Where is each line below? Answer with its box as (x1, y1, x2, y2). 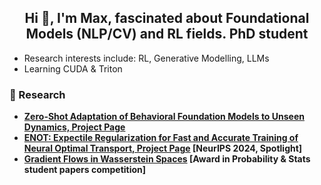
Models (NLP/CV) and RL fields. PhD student (25, 26, 309, 43)
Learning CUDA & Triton (23, 62, 123, 75)
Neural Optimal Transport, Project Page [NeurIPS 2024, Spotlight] (23, 142, 303, 155)
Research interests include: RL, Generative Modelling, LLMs (23, 52, 270, 64)
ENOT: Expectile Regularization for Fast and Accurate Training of (23, 132, 299, 144)
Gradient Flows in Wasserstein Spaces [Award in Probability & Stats (23, 153, 311, 165)
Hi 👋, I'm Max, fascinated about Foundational (24, 10, 310, 27)
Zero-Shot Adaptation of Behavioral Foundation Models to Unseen (23, 111, 305, 123)
